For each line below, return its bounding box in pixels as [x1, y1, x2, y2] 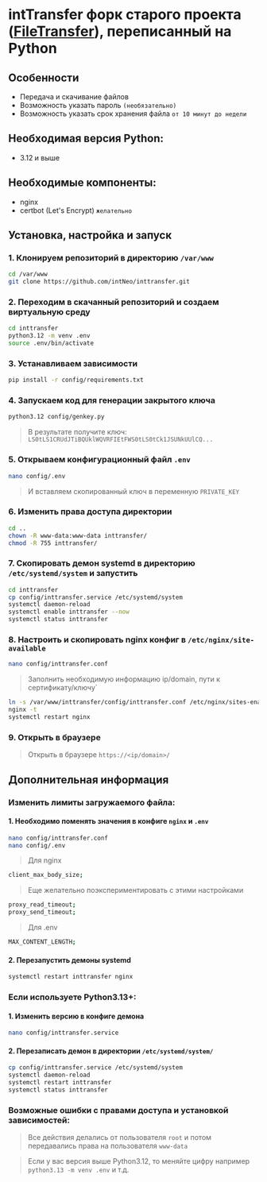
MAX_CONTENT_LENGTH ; [8, 938, 77, 946]
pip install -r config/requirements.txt [8, 376, 145, 384]
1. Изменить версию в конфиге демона [8, 1011, 145, 1021]
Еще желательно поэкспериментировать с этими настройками [27, 886, 244, 895]
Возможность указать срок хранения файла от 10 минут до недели [19, 109, 247, 118]
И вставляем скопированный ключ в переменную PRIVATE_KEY [27, 486, 240, 496]
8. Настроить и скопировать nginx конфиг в [8, 634, 187, 645]
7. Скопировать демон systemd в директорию [8, 558, 196, 569]
